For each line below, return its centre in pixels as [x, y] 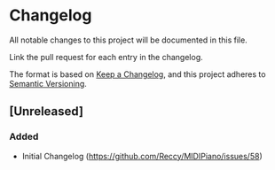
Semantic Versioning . [48, 83]
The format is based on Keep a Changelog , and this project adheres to [137, 74]
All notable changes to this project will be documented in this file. [129, 40]
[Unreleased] [47, 112]
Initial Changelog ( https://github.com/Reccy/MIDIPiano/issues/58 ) [142, 156]
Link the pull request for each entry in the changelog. [106, 57]
